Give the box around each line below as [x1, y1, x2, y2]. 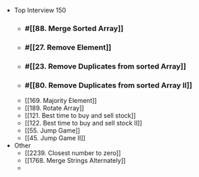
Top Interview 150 [13, 6, 67, 14]
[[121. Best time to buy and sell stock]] [24, 111, 136, 120]
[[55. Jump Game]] [24, 126, 80, 135]
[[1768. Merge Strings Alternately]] [24, 157, 126, 165]
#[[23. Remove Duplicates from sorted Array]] [24, 61, 186, 71]
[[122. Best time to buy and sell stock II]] [24, 119, 143, 128]
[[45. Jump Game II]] [24, 134, 86, 142]
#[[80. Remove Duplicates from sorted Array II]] [24, 80, 193, 90]
